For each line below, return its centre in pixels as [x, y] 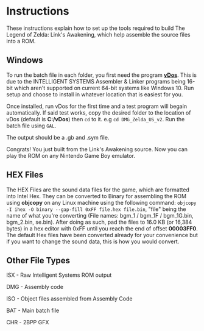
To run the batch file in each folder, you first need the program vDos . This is [101, 75]
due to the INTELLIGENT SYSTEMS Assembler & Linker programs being [96, 81]
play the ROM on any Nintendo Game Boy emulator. [71, 155]
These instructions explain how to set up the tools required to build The [96, 28]
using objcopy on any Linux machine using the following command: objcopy [101, 202]
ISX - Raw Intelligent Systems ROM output [59, 275]
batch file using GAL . [31, 126]
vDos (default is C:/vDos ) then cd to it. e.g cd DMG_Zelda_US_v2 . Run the [96, 119]
